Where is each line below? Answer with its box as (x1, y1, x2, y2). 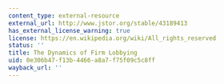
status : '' (8, 42, 45, 50)
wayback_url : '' (8, 64, 62, 72)
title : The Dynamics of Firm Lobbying (8, 49, 138, 57)
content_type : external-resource (8, 11, 120, 20)
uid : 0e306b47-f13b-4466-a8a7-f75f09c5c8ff (8, 57, 156, 65)
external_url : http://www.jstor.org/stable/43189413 (8, 19, 188, 27)
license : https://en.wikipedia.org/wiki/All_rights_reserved (8, 34, 217, 42)
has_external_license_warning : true (8, 26, 130, 34)
